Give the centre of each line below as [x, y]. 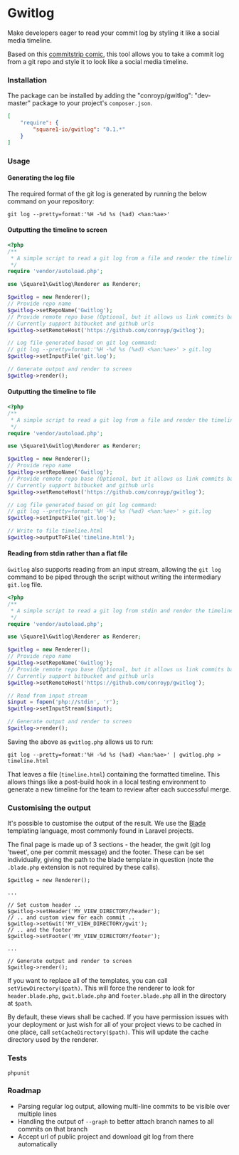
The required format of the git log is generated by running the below [107, 193]
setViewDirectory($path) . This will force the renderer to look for [101, 988]
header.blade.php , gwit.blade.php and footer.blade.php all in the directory [117, 996]
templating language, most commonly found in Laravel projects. [101, 831]
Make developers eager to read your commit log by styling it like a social [113, 33]
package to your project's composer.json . [92, 103]
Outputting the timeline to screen [58, 230]
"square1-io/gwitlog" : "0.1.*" [79, 129]
